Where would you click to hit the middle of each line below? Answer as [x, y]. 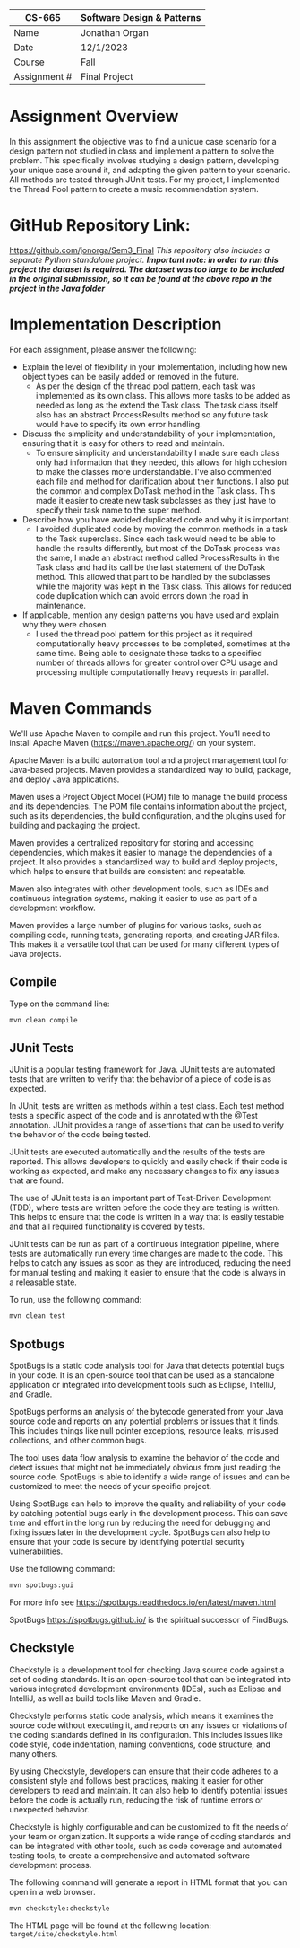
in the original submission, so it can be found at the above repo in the [141, 278]
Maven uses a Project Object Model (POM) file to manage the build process [149, 796]
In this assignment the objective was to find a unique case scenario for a [143, 141]
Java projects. [35, 953]
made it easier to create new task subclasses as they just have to [155, 500]
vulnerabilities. [36, 1551]
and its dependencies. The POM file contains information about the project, [148, 806]
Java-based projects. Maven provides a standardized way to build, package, [150, 769]
